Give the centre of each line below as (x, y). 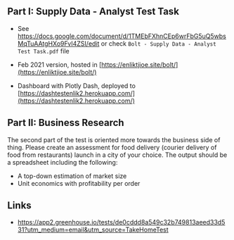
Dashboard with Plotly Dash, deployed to (76, 86)
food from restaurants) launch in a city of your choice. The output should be (117, 155)
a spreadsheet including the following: (63, 162)
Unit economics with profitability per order (79, 183)
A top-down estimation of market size (72, 176)
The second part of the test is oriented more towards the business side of (114, 139)
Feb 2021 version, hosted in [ (59, 64)
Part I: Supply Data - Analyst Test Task (93, 12)
